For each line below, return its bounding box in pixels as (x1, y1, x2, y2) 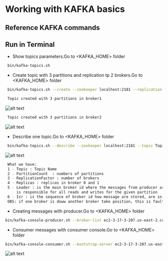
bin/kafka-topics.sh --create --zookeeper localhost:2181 (7, 87, 131, 92)
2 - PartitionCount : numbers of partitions (7, 171, 104, 176)
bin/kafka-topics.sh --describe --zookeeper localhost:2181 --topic (7, 143, 153, 148)
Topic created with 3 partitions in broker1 (7, 96, 101, 101)
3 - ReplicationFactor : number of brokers (7, 176, 99, 181)
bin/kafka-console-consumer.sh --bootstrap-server (5, 242, 113, 247)
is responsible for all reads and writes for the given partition (16, 190, 157, 195)
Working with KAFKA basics (5, 3, 125, 15)
